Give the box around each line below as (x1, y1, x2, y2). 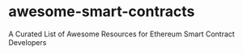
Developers (8, 37, 47, 47)
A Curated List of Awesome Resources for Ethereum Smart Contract (8, 29, 235, 39)
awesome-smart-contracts (8, 2, 195, 21)
